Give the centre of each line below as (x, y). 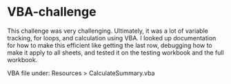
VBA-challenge (52, 12)
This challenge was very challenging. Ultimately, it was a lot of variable (108, 31)
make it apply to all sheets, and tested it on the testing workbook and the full (115, 53)
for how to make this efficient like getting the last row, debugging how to (110, 45)
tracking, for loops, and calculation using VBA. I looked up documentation (112, 38)
